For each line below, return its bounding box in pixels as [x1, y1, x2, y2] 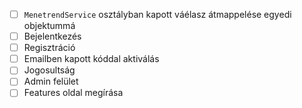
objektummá [23, 20, 76, 32]
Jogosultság [23, 64, 76, 76]
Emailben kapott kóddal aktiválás [23, 53, 160, 65]
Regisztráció [23, 42, 76, 54]
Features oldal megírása [23, 87, 124, 99]
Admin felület [23, 75, 79, 88]
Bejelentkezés [23, 30, 82, 43]
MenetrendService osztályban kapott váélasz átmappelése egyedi [23, 9, 292, 20]
